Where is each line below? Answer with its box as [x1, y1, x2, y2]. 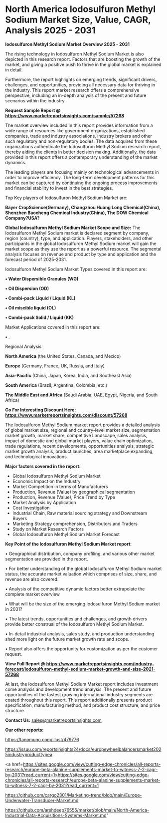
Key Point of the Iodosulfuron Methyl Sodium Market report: [5, 541, 132, 547]
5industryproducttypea [5, 751, 53, 757]
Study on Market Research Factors [12, 526, 84, 532]
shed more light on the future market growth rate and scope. [5, 636, 130, 642]
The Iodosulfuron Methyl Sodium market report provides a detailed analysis [5, 422, 161, 428]
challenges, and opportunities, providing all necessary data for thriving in [5, 81, 156, 88]
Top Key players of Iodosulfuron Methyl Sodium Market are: [5, 195, 128, 201]
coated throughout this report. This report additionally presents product [5, 697, 152, 703]
